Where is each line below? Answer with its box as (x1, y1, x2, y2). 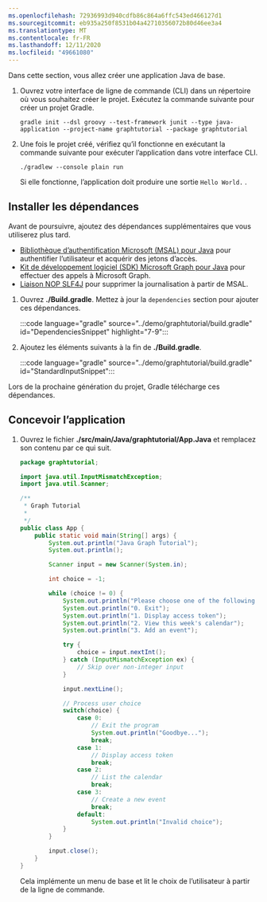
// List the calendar (91, 774, 163, 782)
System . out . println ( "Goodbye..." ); (91, 729, 209, 737)
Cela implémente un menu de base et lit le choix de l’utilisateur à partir (19, 876, 250, 885)
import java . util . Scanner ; (19, 480, 110, 488)
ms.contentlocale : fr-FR (8, 33, 91, 42)
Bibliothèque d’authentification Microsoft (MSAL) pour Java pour (19, 245, 232, 255)
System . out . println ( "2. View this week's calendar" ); (62, 619, 245, 627)
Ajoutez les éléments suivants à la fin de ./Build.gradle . (19, 342, 202, 351)
